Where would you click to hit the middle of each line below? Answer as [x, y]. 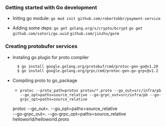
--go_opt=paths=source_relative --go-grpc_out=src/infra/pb [84, 95]
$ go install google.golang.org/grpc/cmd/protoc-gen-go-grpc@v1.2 [88, 71]
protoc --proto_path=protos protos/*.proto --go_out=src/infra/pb [90, 91]
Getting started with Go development [51, 7]
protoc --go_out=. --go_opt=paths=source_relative [65, 108]
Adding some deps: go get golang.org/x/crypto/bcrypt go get [77, 28]
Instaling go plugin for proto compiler [50, 57]
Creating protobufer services [41, 46]
